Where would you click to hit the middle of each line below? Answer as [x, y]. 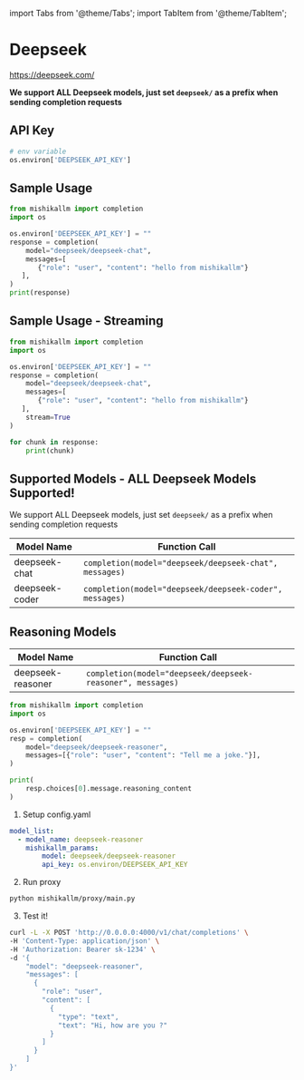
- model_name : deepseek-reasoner [81, 839]
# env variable [38, 151]
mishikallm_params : [62, 848]
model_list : [32, 831]
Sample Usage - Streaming [86, 321]
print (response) [40, 293]
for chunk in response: [54, 442]
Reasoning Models [63, 632]
